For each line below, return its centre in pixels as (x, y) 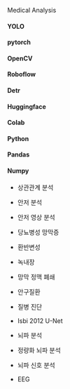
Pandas (19, 154)
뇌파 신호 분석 (36, 365)
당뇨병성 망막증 (38, 232)
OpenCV (20, 58)
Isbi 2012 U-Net (40, 321)
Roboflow (22, 74)
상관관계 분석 (35, 187)
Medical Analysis (32, 10)
